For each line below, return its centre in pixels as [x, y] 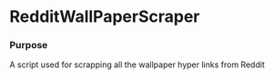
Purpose [29, 45]
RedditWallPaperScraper [105, 17]
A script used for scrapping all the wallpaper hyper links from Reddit [137, 64]
